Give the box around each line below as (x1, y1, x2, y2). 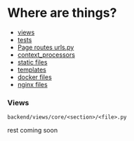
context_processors (17, 51, 76, 59)
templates (17, 65, 47, 74)
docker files (17, 72, 53, 81)
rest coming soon (7, 126, 58, 135)
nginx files (17, 80, 48, 88)
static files (17, 58, 48, 66)
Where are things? (7, 5, 117, 21)
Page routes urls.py (17, 43, 74, 51)
